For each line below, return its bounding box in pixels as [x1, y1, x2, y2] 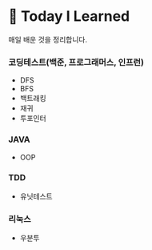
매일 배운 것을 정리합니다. [8, 34, 88, 44]
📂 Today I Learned [8, 7, 130, 26]
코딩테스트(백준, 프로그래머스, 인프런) [8, 56, 144, 67]
